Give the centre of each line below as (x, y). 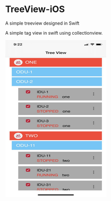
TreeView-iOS (35, 9)
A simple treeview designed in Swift (42, 23)
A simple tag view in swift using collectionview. (54, 33)
